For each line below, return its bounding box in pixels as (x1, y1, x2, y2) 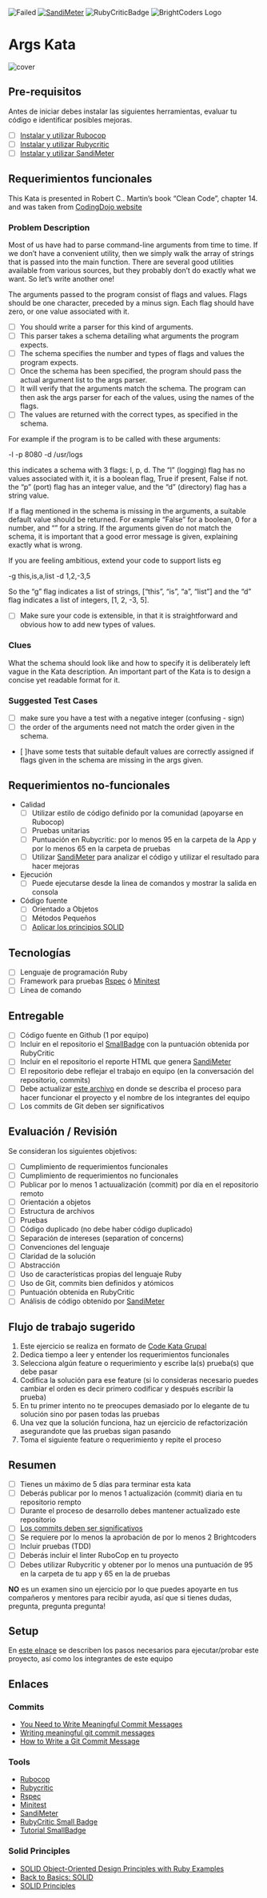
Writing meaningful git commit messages (19, 1728, 155, 1738)
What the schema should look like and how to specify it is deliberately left (8, 658, 251, 667)
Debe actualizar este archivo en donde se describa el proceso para (19, 1083, 241, 1093)
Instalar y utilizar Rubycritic (19, 139, 110, 149)
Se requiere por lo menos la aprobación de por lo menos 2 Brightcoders (19, 1532, 257, 1542)
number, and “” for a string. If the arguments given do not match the (8, 523, 232, 533)
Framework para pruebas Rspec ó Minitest (19, 976, 161, 986)
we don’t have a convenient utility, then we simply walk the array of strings (8, 249, 254, 258)
